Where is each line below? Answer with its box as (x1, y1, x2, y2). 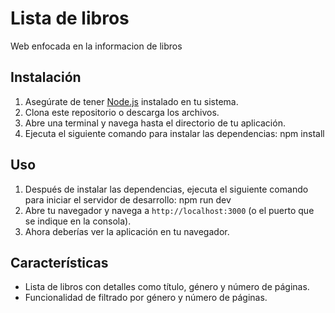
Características (10, 254, 109, 271)
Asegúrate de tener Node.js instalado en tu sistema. (24, 95, 239, 107)
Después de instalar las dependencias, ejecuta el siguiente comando (24, 183, 309, 195)
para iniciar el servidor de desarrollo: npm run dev (24, 193, 232, 206)
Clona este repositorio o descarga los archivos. (24, 106, 220, 118)
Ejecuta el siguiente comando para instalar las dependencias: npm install (24, 127, 325, 139)
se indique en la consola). (24, 215, 132, 227)
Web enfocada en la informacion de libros (10, 40, 183, 52)
